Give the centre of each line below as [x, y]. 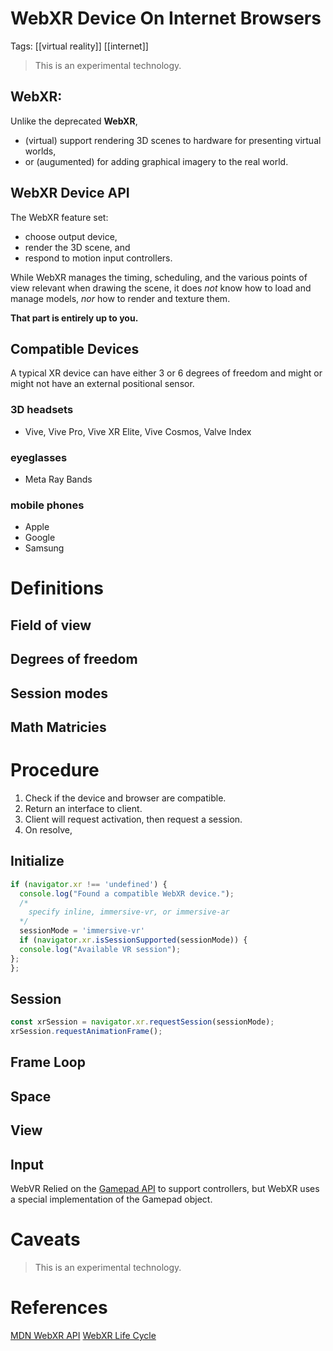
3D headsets [42, 410]
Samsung [44, 548]
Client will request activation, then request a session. [133, 819]
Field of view [51, 625]
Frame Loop [48, 1062]
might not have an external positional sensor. [102, 384]
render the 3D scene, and [77, 247]
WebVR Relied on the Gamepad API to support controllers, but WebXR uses [165, 1189]
